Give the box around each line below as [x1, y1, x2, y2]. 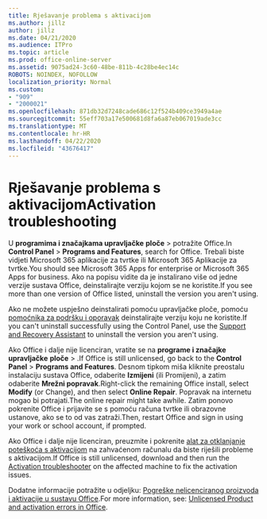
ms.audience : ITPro [8, 41, 73, 49]
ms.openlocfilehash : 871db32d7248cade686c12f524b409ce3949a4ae [8, 108, 222, 116]
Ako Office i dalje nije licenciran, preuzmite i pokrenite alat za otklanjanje [8, 436, 246, 446]
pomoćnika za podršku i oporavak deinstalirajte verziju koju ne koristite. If [8, 313, 248, 322]
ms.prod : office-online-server [8, 56, 112, 64]
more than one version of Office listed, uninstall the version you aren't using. [8, 289, 259, 298]
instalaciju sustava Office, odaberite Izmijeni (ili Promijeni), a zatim [8, 371, 226, 380]
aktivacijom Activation [8, 195, 157, 213]
